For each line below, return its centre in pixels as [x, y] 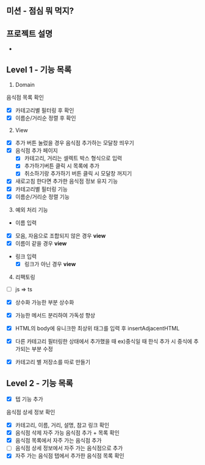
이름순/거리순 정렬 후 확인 [45, 118]
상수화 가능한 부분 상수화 [45, 302]
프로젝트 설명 [30, 33]
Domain [25, 85]
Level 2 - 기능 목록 [40, 383]
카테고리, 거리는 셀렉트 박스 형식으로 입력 [73, 158]
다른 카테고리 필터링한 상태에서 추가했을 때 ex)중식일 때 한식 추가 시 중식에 [103, 341]
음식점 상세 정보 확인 [31, 412]
